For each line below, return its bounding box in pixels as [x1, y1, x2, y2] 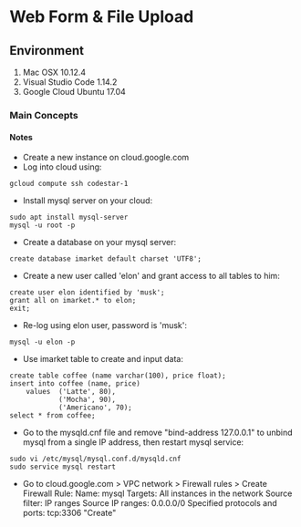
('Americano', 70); [57, 403, 132, 412]
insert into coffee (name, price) [9, 379, 141, 388]
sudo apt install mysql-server [9, 212, 129, 222]
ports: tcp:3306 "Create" [22, 508, 117, 519]
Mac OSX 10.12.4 [22, 67, 87, 77]
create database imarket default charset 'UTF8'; [9, 254, 202, 263]
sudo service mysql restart [9, 462, 117, 471]
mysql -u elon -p [9, 337, 76, 347]
